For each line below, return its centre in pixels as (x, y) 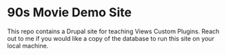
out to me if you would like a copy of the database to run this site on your (111, 38)
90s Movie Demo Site (70, 13)
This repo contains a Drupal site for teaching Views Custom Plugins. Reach (113, 31)
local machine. (28, 45)
